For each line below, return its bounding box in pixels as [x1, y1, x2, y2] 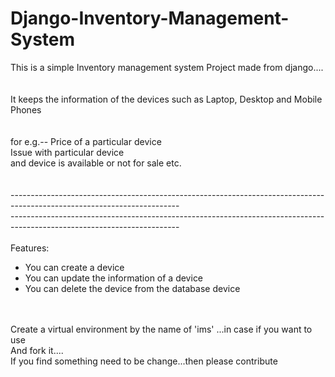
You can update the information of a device [24, 272, 204, 284]
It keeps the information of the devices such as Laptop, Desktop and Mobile [10, 93, 323, 105]
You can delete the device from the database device [24, 282, 241, 294]
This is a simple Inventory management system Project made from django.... [10, 61, 324, 73]
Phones [10, 103, 42, 116]
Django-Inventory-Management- [10, 7, 290, 30]
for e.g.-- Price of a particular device [10, 135, 162, 147]
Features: [10, 242, 50, 254]
